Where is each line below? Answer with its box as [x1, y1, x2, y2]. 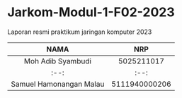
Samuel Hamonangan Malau [11, 79, 105, 89]
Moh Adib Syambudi [23, 56, 92, 66]
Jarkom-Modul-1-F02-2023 [7, 4, 175, 20]
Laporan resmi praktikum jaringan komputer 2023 [7, 27, 152, 36]
